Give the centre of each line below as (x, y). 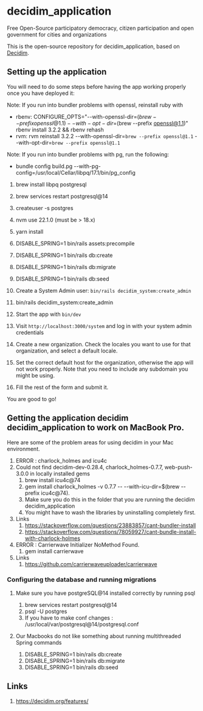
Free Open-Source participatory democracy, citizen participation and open (100, 28)
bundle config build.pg (44, 166)
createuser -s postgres (44, 208)
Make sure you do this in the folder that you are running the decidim (110, 499)
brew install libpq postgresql (51, 184)
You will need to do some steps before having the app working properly (96, 86)
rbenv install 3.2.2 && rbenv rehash (60, 130)
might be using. (35, 375)
